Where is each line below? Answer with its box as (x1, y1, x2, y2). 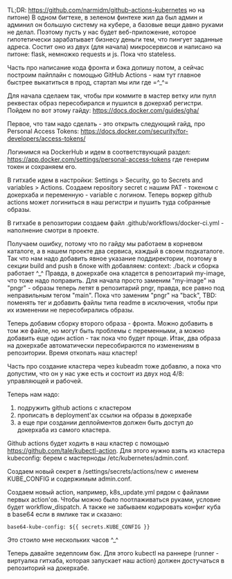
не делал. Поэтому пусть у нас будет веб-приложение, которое (7, 28, 197, 36)
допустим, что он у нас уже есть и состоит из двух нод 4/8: (7, 370, 184, 377)
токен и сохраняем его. (7, 163, 78, 170)
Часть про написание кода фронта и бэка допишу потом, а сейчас (7, 64, 204, 71)
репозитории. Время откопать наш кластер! (7, 349, 138, 357)
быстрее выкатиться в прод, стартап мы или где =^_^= (7, 78, 169, 86)
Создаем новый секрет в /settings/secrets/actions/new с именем (7, 467, 199, 475)
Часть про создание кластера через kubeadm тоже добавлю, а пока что (7, 362, 222, 370)
